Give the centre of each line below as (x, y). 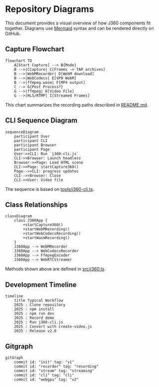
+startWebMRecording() (46, 229)
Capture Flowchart (35, 49)
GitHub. (13, 33)
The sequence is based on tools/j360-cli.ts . (50, 189)
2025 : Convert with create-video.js (53, 327)
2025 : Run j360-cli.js (39, 322)
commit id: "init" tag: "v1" (44, 362)
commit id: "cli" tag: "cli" (44, 375)
